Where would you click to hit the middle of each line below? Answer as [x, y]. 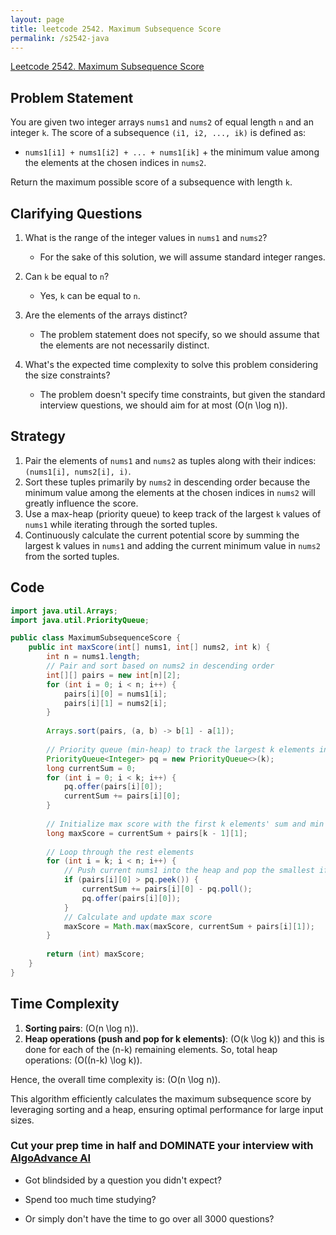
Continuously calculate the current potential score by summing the [162, 535]
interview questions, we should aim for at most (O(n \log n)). [163, 405]
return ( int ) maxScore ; [95, 954]
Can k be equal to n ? [67, 276]
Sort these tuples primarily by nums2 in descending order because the [167, 482]
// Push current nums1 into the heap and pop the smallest [189, 871]
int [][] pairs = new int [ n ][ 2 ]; [114, 675]
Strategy [38, 436]
